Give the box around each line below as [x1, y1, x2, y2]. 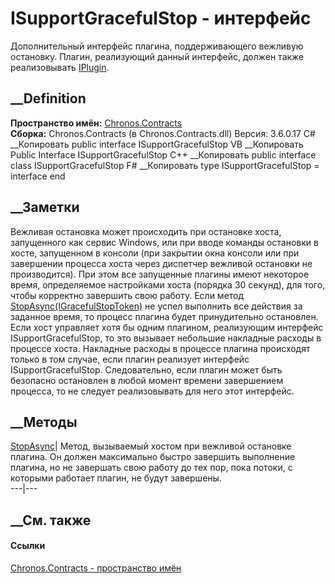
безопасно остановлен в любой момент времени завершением [10, 374, 284, 386]
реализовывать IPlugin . [10, 61, 110, 73]
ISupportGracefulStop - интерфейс [10, 7, 312, 30]
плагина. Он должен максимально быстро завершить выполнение [10, 451, 296, 463]
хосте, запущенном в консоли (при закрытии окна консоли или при [10, 247, 300, 259]
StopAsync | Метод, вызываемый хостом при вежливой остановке [10, 440, 292, 452]
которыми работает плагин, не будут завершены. [10, 472, 222, 484]
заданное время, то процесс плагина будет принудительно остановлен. [10, 310, 319, 322]
